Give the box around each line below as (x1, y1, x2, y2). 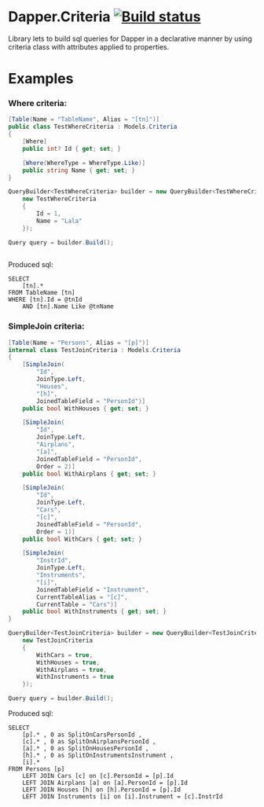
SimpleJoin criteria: (8, 321, 85, 332)
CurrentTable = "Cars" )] (36, 600, 118, 608)
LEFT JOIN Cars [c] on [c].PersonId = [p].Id (22, 772, 174, 780)
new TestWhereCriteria (22, 195, 97, 204)
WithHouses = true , (36, 658, 101, 666)
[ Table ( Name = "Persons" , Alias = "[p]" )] (8, 339, 149, 347)
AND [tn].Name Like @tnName (22, 303, 114, 310)
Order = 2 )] (36, 462, 76, 471)
